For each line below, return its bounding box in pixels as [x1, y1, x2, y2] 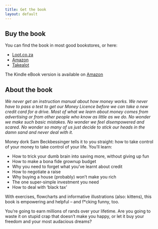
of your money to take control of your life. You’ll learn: [5, 144, 113, 150]
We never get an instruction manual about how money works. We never [5, 98, 148, 104]
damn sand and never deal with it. [5, 130, 73, 135]
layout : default [5, 12, 38, 16]
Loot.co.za [12, 52, 34, 58]
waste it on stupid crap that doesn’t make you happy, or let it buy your [5, 213, 144, 219]
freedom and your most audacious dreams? [5, 219, 92, 225]
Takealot [12, 62, 29, 68]
